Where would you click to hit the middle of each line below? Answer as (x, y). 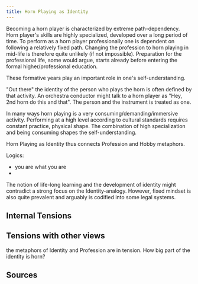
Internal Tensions (39, 216)
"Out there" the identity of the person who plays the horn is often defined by (99, 89)
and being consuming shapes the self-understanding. (72, 132)
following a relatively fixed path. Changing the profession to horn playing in (98, 47)
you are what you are (40, 167)
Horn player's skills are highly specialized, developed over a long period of (97, 35)
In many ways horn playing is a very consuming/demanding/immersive (92, 113)
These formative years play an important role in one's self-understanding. (96, 78)
